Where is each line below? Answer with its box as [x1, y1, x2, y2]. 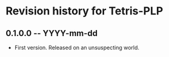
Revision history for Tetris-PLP [5, 4, 164, 18]
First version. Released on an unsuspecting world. [14, 44, 140, 51]
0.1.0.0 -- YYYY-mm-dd [5, 28, 98, 38]
